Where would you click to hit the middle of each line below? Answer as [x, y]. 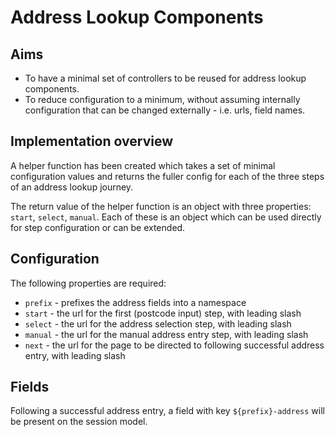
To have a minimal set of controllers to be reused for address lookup [165, 78]
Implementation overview [91, 141]
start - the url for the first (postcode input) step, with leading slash [163, 313]
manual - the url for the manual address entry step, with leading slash [166, 334]
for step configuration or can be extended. [98, 227]
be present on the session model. [79, 422]
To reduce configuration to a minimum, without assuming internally [162, 99]
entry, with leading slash [75, 355]
